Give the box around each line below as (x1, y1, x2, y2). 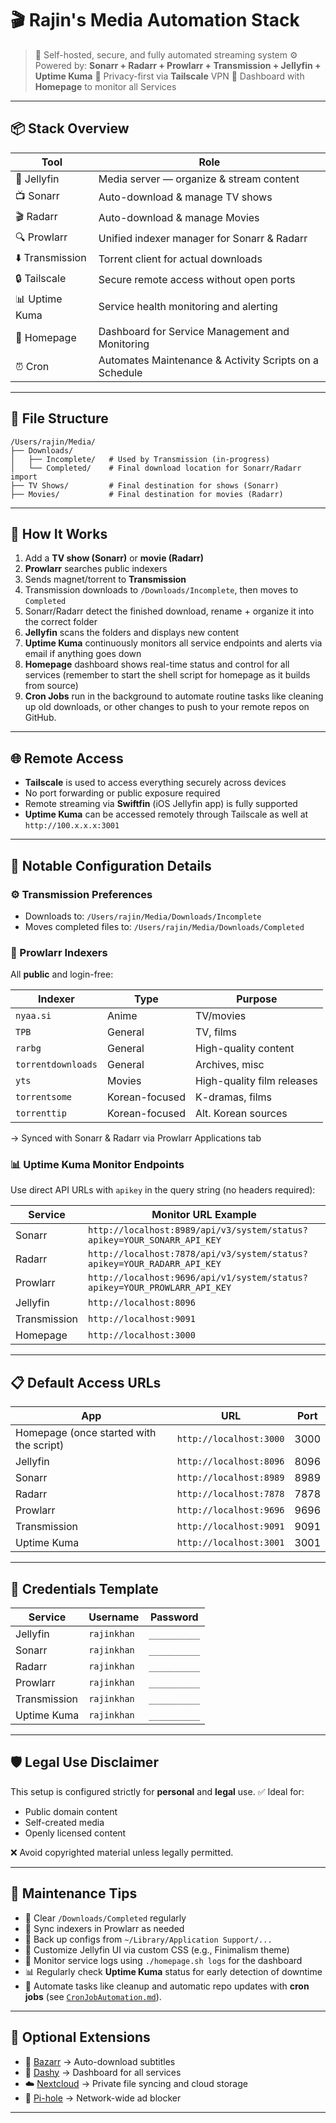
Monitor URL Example (151, 1208, 257, 1222)
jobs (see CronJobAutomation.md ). (24, 1990, 162, 2002)
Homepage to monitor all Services (34, 80, 177, 92)
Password (149, 1610, 199, 1624)
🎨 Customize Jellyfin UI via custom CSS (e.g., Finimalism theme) (24, 1943, 290, 1956)
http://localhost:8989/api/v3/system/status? (88, 1225, 308, 1236)
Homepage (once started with (15, 1426, 157, 1440)
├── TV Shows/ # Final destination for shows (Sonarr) (10, 480, 280, 491)
